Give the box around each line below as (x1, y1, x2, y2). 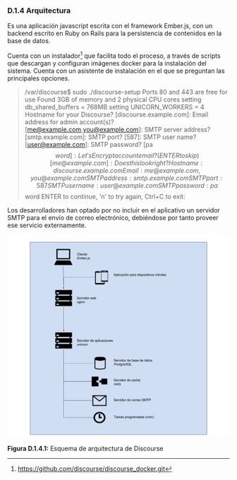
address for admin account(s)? (24, 117, 114, 126)
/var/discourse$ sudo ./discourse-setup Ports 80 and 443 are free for (24, 88, 228, 96)
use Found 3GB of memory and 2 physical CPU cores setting (24, 95, 202, 104)
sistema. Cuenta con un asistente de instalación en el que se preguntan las (7, 66, 225, 75)
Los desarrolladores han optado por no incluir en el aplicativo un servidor (7, 205, 221, 214)
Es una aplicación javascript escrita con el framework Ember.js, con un (7, 22, 213, 30)
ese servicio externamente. (7, 221, 87, 229)
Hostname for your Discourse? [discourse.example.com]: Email (24, 110, 209, 119)
